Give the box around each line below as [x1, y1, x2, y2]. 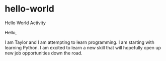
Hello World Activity [5, 20, 46, 26]
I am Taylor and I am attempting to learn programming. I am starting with [5, 39, 154, 45]
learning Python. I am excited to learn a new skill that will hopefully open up [5, 44, 161, 50]
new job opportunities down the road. [5, 50, 82, 56]
